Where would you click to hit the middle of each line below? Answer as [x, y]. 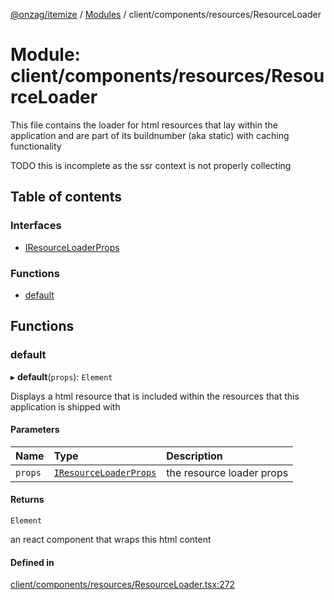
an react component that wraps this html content [111, 540]
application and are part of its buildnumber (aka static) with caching [150, 135]
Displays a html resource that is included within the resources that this [155, 396]
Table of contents [66, 197]
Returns [27, 500]
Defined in [32, 562]
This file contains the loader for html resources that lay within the [144, 125]
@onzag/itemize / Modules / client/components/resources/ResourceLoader [166, 14]
